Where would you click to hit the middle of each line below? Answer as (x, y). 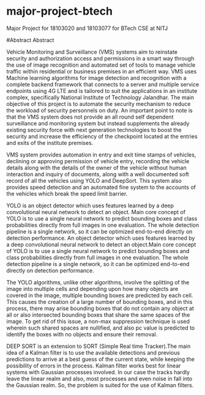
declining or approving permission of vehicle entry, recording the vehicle (98, 161)
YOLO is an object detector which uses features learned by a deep (90, 205)
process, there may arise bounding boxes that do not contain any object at (100, 308)
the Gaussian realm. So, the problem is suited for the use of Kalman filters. (100, 385)
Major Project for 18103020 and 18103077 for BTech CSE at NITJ (87, 28)
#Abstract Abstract (30, 40)
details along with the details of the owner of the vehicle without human (96, 168)
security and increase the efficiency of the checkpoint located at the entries (102, 136)
